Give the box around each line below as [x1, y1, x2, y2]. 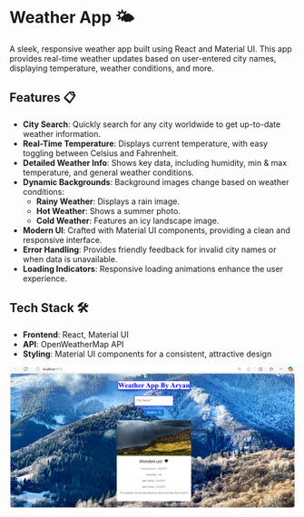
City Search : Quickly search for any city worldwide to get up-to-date [22, 119, 281, 130]
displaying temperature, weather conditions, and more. [9, 63, 215, 73]
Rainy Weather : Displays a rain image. [35, 196, 180, 207]
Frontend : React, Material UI [22, 328, 130, 340]
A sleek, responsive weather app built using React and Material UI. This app [9, 43, 292, 54]
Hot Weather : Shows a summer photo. [35, 205, 181, 216]
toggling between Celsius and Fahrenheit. [22, 147, 179, 159]
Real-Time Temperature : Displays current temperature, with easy [22, 138, 269, 149]
